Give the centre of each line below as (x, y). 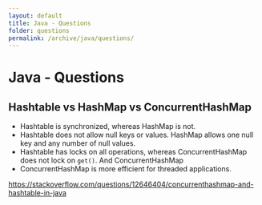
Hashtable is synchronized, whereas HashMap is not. (108, 127)
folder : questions (39, 30)
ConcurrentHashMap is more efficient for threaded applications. (126, 169)
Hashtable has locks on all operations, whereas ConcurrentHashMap (133, 152)
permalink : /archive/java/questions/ (71, 38)
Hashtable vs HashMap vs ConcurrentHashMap (130, 107)
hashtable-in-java (37, 193)
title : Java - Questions (50, 23)
